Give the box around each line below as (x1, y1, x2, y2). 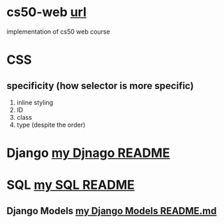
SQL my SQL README (6, 177, 135, 193)
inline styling (16, 98, 54, 106)
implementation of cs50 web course (6, 27, 110, 36)
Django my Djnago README (6, 145, 170, 161)
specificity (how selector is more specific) (6, 80, 194, 92)
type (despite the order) (16, 120, 86, 129)
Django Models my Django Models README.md (6, 204, 217, 217)
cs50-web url (6, 4, 87, 20)
